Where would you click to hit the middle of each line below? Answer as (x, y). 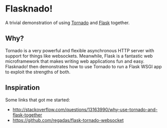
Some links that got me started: (38, 100)
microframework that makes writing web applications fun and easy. (75, 61)
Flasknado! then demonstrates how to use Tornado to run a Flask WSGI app (83, 66)
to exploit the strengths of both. (38, 72)
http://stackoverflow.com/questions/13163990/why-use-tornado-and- (85, 109)
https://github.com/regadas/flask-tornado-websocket (68, 120)
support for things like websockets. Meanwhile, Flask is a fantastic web (79, 56)
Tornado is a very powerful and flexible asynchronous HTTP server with (80, 50)
